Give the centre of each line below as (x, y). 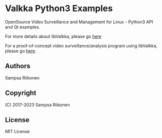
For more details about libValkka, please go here (53, 36)
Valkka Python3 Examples (59, 8)
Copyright (21, 93)
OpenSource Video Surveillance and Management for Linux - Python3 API (79, 22)
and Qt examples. (23, 27)
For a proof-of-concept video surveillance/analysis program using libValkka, (81, 46)
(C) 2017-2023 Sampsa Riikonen (37, 105)
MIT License (18, 132)
